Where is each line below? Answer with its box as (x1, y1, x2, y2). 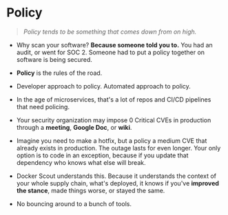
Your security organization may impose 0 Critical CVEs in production (16, 115, 211, 124)
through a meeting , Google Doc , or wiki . (16, 123, 132, 131)
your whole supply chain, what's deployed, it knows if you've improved (16, 179, 220, 187)
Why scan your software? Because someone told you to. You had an (16, 41, 213, 49)
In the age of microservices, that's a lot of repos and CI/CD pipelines (16, 95, 211, 104)
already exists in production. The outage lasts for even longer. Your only (16, 144, 221, 152)
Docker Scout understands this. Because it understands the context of (16, 172, 216, 180)
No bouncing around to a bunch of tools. (16, 199, 132, 207)
